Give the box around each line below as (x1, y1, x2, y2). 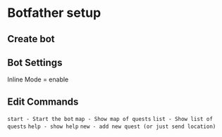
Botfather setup (7, 5, 101, 21)
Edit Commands (7, 96, 79, 107)
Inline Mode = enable (7, 75, 69, 84)
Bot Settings (7, 56, 63, 68)
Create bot (7, 33, 55, 45)
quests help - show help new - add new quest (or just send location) (7, 123, 216, 131)
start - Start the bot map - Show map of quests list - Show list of (7, 116, 214, 123)
